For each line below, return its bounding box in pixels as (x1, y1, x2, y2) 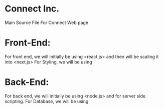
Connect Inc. (5, 3, 60, 14)
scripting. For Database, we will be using (5, 98, 89, 104)
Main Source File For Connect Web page (5, 19, 89, 25)
